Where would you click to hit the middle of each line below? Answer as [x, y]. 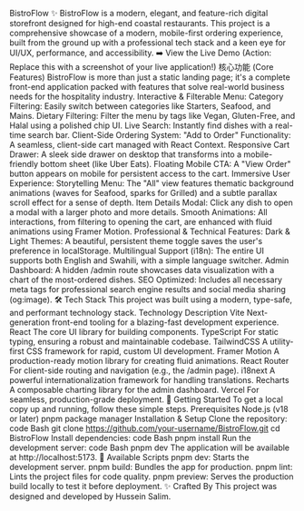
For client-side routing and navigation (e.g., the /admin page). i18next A [142, 370]
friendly [24, 164]
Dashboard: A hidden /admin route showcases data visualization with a [142, 270]
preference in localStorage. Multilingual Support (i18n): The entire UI [137, 251]
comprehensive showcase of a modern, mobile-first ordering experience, [147, 33]
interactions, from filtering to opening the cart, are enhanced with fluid [141, 222]
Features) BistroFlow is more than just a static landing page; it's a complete [150, 77]
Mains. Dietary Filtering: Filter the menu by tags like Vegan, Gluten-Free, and [152, 116]
